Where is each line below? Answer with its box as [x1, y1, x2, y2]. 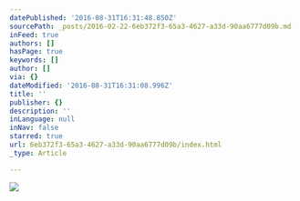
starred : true [9, 132, 64, 141]
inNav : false [9, 124, 59, 133]
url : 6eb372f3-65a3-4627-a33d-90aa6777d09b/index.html [9, 140, 222, 149]
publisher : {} [9, 97, 64, 107]
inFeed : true [9, 30, 59, 39]
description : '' [9, 106, 71, 116]
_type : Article [9, 148, 67, 157]
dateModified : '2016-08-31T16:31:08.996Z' [9, 81, 173, 90]
